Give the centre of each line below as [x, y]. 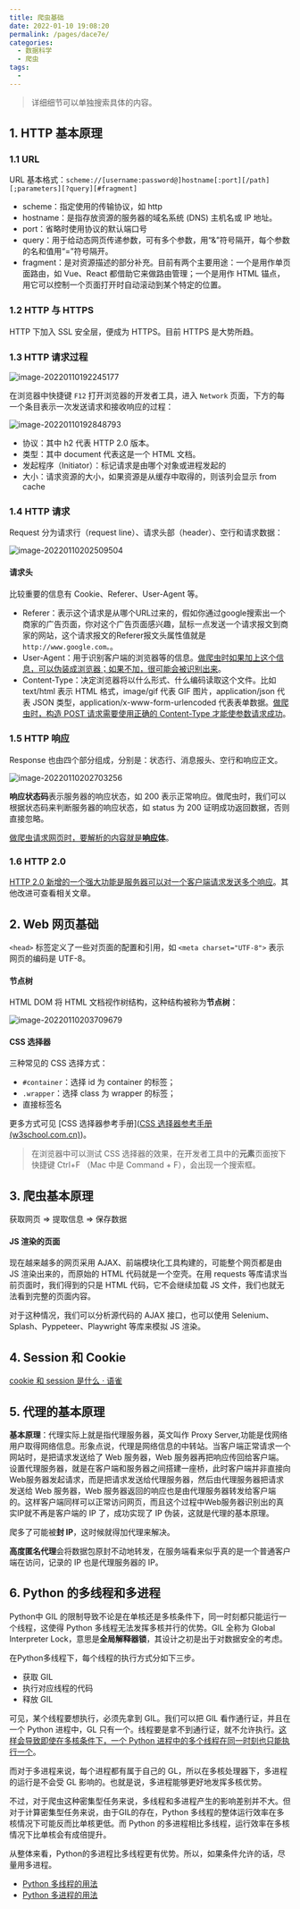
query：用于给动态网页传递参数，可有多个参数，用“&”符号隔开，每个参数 [156, 240]
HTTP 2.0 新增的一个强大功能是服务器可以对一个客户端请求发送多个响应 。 [145, 882]
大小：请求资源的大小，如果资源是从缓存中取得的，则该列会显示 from [149, 477]
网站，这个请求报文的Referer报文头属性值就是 [122, 635]
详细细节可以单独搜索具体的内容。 [94, 102]
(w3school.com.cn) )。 [50, 1135]
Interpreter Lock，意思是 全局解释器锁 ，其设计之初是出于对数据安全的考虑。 [148, 1639]
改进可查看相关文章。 [56, 893]
